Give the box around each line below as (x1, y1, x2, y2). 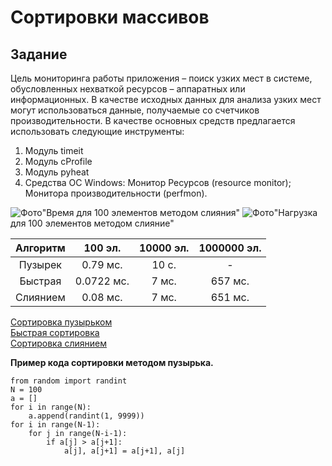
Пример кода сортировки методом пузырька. (10, 357, 214, 368)
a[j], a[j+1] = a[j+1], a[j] (63, 446, 186, 456)
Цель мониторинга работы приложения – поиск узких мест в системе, (10, 72, 313, 84)
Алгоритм (15, 241, 66, 255)
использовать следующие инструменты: (10, 126, 185, 137)
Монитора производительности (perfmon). (24, 187, 208, 199)
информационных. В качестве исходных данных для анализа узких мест (10, 94, 322, 105)
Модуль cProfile (24, 156, 93, 167)
